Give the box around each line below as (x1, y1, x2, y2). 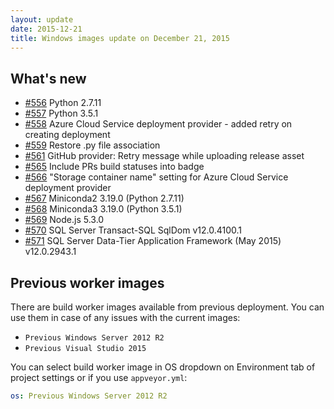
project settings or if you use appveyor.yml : (10, 372, 188, 383)
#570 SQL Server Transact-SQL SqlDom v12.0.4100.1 (24, 224, 242, 236)
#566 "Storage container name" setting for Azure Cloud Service (24, 171, 289, 183)
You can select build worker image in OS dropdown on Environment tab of (10, 361, 316, 373)
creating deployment (24, 129, 111, 141)
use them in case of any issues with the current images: (10, 312, 241, 323)
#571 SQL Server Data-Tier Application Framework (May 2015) (24, 235, 282, 247)
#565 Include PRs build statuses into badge (24, 161, 205, 173)
